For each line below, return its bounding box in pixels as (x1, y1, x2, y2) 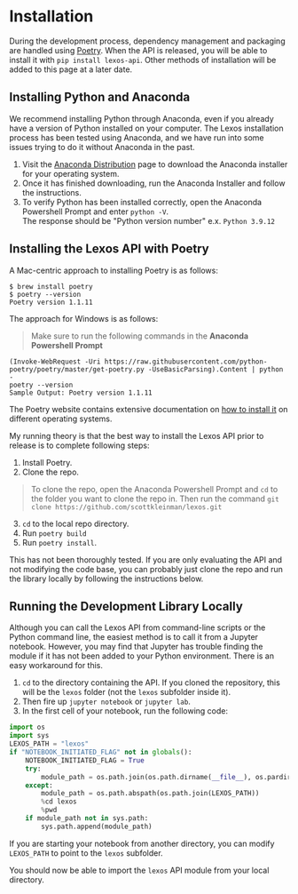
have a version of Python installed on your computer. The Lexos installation (9, 123, 284, 133)
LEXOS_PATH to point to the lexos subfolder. (9, 847, 163, 858)
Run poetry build (21, 527, 87, 539)
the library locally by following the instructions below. (9, 573, 204, 584)
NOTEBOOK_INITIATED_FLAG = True (25, 755, 145, 765)
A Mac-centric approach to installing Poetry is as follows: (9, 265, 219, 275)
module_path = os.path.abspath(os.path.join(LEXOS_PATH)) (41, 789, 260, 798)
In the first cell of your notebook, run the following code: (21, 706, 229, 716)
